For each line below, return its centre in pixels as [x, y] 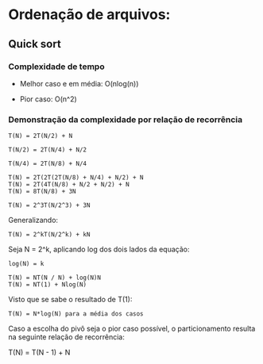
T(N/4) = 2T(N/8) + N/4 [48, 164]
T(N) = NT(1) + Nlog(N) [48, 285]
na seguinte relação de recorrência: [66, 337]
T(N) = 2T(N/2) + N [41, 136]
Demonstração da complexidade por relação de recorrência [126, 119]
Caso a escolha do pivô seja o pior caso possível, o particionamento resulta [132, 329]
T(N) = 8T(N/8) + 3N [43, 192]
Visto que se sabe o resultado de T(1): [70, 300]
